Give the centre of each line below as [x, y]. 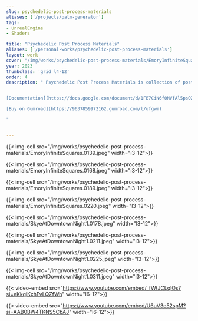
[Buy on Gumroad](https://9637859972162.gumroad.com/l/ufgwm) [84, 109]
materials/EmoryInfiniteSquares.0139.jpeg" [58, 153]
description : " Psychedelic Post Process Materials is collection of [93, 82]
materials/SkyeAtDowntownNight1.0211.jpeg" [60, 241]
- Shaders [18, 34]
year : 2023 [19, 66]
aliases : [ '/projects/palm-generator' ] [55, 17]
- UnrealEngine [25, 28]
